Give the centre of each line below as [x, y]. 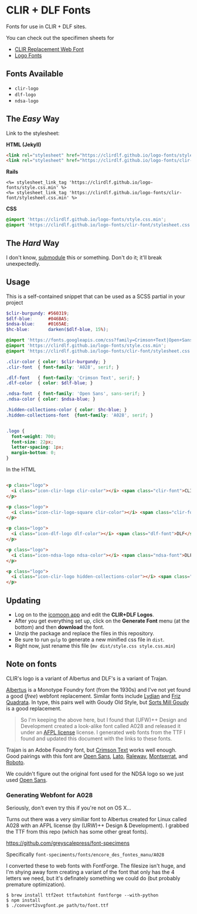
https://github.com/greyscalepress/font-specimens [68, 843]
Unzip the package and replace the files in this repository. [84, 633]
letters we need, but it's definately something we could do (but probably [93, 878]
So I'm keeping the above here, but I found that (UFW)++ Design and [103, 720]
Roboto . [16, 762]
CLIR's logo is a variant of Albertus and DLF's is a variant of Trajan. [87, 678]
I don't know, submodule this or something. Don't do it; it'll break [84, 257]
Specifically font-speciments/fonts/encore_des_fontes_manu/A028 [85, 855]
